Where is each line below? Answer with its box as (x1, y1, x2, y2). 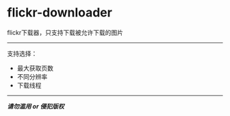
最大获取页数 (16, 64, 53, 72)
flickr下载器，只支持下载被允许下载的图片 (7, 28, 123, 36)
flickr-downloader (7, 5, 113, 21)
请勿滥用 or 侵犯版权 (7, 102, 64, 111)
